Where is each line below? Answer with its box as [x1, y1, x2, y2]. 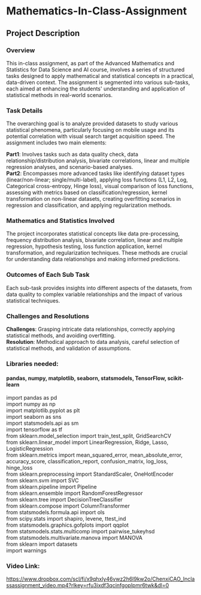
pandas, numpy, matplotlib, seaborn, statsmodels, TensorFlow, [6, 374, 166, 382]
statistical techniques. [6, 297, 60, 304]
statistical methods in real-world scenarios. [6, 91, 113, 98]
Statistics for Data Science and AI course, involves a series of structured [6, 66, 185, 73]
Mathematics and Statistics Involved [6, 217, 115, 225]
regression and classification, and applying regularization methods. [6, 202, 172, 209]
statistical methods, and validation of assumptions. [6, 345, 132, 352]
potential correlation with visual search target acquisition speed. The [6, 133, 175, 140]
